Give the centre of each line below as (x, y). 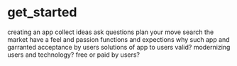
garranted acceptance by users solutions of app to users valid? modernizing (119, 47)
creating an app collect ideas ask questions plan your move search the (111, 32)
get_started (42, 12)
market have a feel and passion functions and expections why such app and (118, 39)
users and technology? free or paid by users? (74, 55)
